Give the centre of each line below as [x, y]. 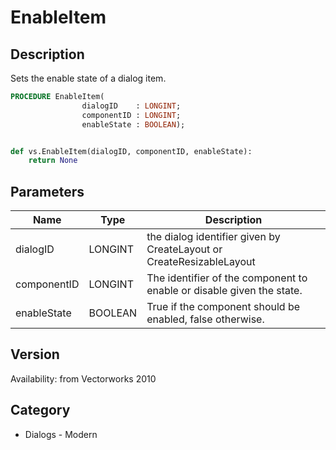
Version [35, 354]
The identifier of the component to [227, 278]
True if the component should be [223, 307]
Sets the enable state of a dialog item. [88, 78]
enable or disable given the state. [224, 291]
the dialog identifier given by [213, 237]
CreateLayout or [184, 249]
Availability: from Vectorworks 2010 [83, 378]
